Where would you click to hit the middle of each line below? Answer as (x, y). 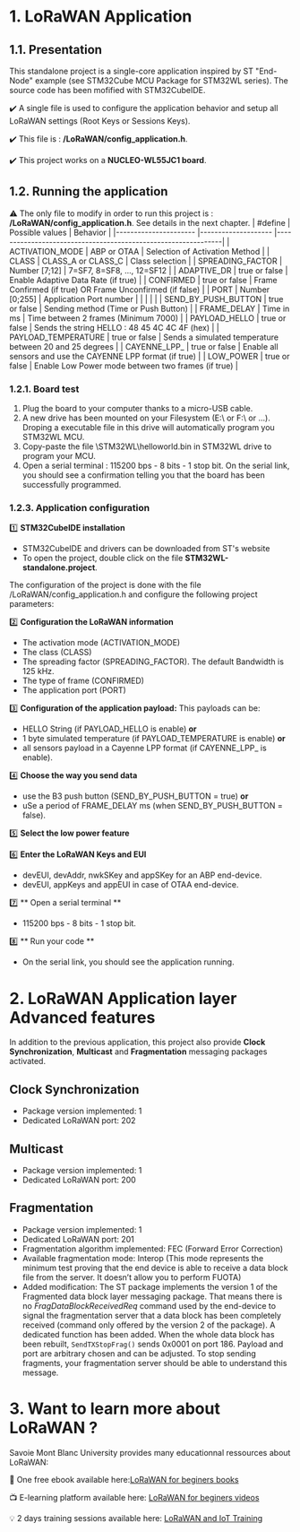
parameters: (32, 604)
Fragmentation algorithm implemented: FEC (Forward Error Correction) (153, 1249)
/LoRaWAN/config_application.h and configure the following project (133, 594)
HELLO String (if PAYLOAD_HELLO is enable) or (109, 729)
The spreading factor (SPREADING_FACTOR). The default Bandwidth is (153, 662)
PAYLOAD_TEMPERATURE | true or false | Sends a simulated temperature (144, 337)
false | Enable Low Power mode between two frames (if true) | (124, 366)
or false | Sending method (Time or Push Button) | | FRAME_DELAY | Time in (150, 308)
